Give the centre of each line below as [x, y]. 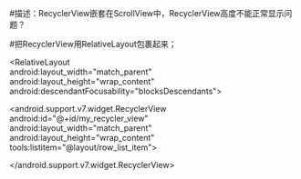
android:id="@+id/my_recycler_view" [79, 118]
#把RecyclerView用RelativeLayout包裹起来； [93, 44]
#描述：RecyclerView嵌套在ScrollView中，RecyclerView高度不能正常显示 [147, 13]
